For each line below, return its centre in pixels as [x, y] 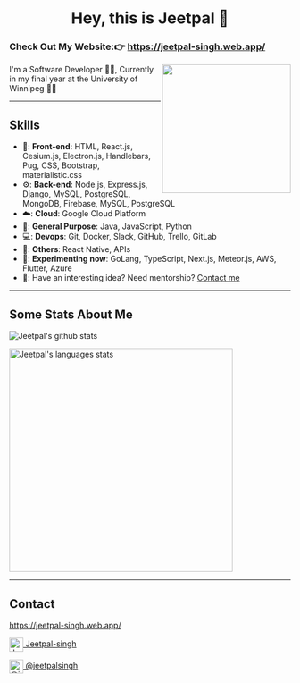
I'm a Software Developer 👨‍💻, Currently [82, 70]
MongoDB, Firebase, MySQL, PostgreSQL [99, 204]
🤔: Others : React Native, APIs [76, 249]
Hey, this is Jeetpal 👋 [150, 18]
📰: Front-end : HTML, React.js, [78, 147]
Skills [25, 125]
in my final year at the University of [74, 79]
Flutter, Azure [47, 268]
